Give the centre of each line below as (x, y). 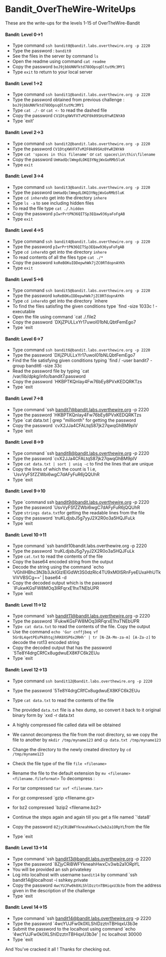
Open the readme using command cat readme (59, 61)
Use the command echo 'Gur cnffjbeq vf (55, 632)
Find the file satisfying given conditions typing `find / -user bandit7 (81, 360)
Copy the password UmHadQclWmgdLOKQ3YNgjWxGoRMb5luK (69, 159)
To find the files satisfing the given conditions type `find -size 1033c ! (83, 306)
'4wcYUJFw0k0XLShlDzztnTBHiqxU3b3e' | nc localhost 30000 (77, 934)
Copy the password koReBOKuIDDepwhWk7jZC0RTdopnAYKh (69, 262)
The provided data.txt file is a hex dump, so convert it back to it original (86, 710)
